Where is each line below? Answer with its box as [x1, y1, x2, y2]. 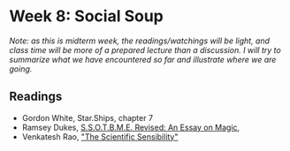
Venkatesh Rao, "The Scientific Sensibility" [21, 131, 179, 142]
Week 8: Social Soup [9, 6, 164, 26]
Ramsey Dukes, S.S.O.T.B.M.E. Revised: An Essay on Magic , [21, 122, 240, 132]
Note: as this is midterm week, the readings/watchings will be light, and [9, 35, 271, 46]
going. [9, 64, 33, 74]
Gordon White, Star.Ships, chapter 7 [21, 112, 153, 123]
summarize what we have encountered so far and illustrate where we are [9, 54, 277, 64]
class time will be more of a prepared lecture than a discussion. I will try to [9, 44, 281, 55]
